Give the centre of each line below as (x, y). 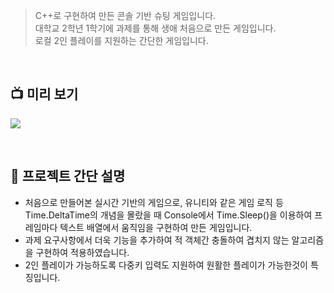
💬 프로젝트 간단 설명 (68, 176)
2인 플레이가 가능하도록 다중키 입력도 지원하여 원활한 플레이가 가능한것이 (166, 265)
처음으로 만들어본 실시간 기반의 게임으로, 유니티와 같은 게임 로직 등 (154, 202)
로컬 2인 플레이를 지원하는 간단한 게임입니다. (121, 40)
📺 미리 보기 (44, 94)
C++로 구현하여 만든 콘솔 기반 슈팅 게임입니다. (125, 15)
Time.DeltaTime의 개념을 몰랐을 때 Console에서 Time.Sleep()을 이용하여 (168, 215)
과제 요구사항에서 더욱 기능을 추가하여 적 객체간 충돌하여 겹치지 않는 (157, 240)
